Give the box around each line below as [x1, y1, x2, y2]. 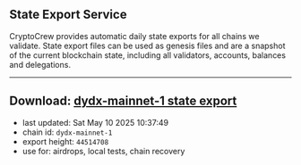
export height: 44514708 [21, 136, 109, 146]
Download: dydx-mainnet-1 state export [9, 94, 237, 109]
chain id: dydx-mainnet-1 [21, 127, 113, 137]
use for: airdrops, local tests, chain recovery [21, 145, 185, 156]
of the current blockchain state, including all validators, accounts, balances [9, 49, 287, 61]
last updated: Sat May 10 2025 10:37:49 [21, 117, 168, 128]
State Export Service [9, 7, 127, 22]
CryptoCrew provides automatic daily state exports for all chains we [9, 30, 260, 41]
